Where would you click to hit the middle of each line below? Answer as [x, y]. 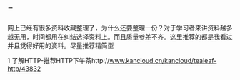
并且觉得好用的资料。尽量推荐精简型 [61, 45]
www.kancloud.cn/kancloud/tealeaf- [163, 60]
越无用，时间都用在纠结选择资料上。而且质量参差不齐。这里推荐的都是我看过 [120, 36]
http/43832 [24, 68]
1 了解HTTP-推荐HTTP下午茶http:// [59, 60]
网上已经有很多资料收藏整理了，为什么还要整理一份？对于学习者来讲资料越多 [120, 28]
